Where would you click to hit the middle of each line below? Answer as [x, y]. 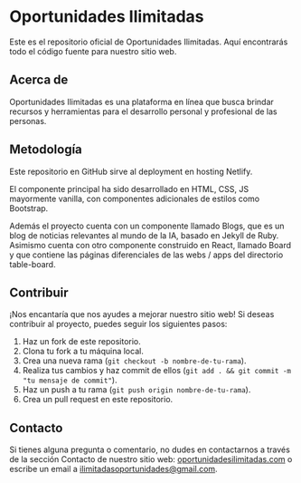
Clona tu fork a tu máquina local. [83, 352]
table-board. [33, 264]
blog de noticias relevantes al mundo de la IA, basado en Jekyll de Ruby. [144, 235]
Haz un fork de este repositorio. [82, 342]
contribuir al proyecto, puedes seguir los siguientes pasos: [118, 324]
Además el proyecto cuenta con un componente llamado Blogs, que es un [147, 226]
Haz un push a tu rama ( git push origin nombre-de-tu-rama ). [136, 390]
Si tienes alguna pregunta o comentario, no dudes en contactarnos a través [150, 449]
